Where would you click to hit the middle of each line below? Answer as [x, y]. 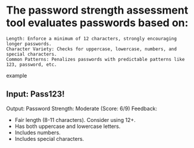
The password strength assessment [97, 10]
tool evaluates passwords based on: [97, 23]
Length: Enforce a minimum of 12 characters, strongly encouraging [92, 38]
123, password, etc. [32, 65]
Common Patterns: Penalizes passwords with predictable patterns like [96, 59]
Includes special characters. [49, 139]
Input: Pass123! [35, 94]
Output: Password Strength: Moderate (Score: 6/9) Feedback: [82, 108]
